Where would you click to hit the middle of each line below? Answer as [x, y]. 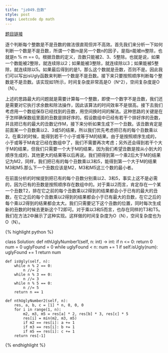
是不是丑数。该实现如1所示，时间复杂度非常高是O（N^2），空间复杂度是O [84, 82]
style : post [17, 14]
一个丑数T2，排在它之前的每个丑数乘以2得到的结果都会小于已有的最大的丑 [82, 191]
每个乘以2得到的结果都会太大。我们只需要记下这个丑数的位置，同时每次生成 [83, 203]
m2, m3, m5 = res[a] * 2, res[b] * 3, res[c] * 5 [76, 314]
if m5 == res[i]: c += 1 [49, 331]
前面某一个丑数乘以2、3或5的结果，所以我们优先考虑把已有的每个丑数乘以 [81, 130]
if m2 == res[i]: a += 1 [49, 323]
